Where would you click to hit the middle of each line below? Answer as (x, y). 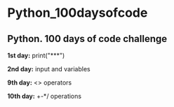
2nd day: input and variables (49, 69)
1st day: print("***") (36, 55)
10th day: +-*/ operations (45, 96)
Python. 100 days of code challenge (87, 39)
